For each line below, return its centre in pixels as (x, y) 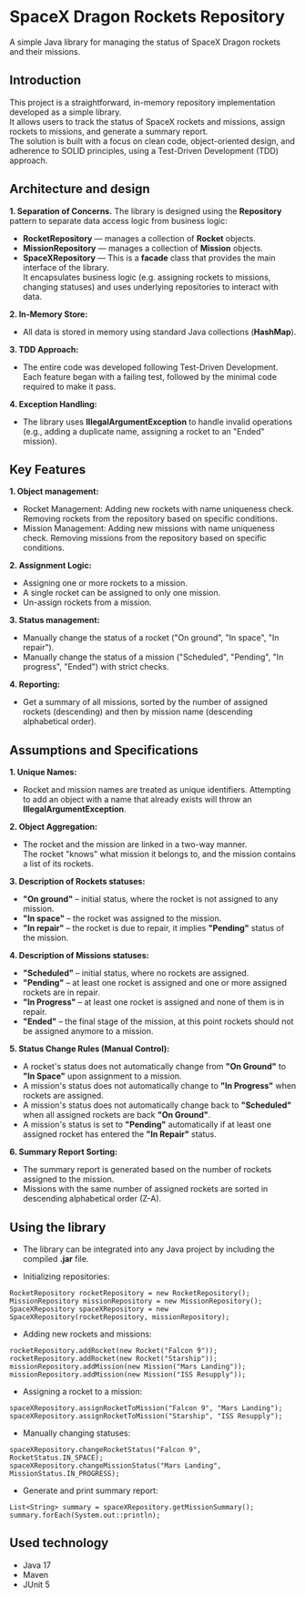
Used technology (59, 1543)
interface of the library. (66, 267)
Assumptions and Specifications (104, 750)
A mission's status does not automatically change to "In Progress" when (159, 1086)
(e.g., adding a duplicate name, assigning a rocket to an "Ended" (144, 431)
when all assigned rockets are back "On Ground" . (117, 1115)
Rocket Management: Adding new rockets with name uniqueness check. (158, 509)
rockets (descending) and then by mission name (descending (137, 711)
